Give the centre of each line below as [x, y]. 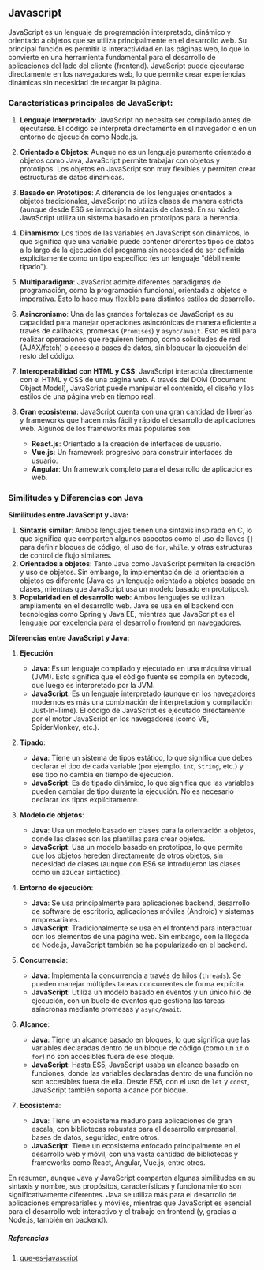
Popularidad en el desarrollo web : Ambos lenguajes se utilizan [122, 597]
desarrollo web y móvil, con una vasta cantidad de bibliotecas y [135, 1154]
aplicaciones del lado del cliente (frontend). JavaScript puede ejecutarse [126, 66]
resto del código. [47, 356]
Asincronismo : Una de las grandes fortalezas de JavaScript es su [126, 314]
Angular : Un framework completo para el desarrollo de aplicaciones [142, 469]
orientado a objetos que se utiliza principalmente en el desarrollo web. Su [127, 40]
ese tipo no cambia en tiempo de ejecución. [102, 775]
